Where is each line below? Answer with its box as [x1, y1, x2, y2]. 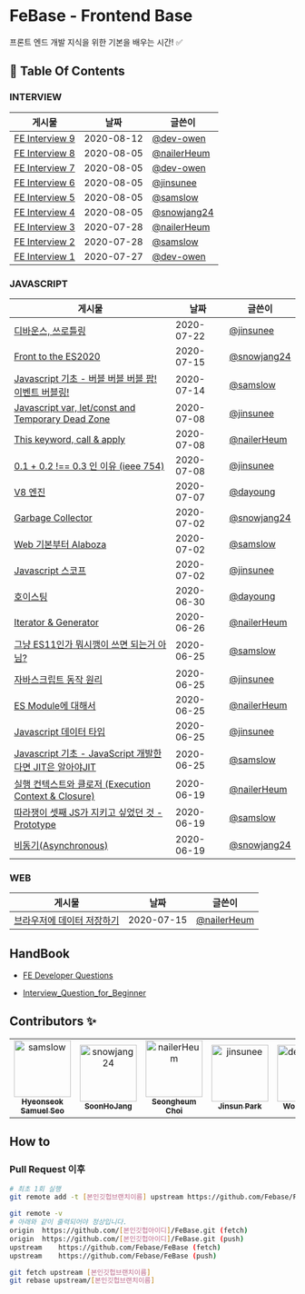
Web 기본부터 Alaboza [14, 538, 107, 551]
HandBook [9, 946, 71, 961]
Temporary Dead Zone [14, 413, 111, 425]
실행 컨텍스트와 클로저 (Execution [14, 778, 152, 791]
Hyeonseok [21, 1096, 64, 1107]
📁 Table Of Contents [9, 64, 125, 79]
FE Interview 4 [14, 205, 75, 218]
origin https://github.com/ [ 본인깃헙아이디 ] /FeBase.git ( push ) [9, 1234, 245, 1243]
